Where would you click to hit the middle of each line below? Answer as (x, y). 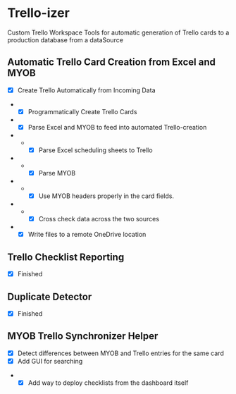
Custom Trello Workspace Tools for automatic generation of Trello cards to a (118, 32)
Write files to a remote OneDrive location (87, 235)
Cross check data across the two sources (99, 219)
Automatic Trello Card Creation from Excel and (112, 62)
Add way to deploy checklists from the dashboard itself (108, 383)
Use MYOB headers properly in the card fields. (106, 196)
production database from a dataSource (65, 39)
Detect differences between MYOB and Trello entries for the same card (120, 353)
